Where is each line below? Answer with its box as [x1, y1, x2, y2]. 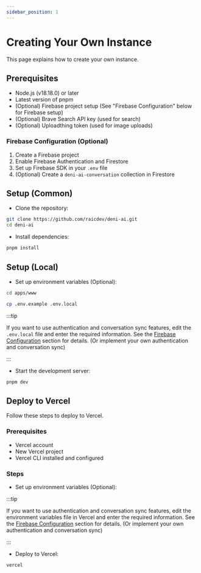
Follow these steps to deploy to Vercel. [6, 412, 104, 420]
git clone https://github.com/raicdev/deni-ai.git [6, 216, 138, 223]
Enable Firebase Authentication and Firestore [15, 157, 129, 165]
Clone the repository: [15, 204, 69, 212]
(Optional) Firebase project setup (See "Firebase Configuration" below [15, 102, 192, 110]
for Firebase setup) [15, 109, 64, 116]
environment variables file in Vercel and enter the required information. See [6, 513, 195, 520]
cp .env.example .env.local [6, 301, 78, 307]
